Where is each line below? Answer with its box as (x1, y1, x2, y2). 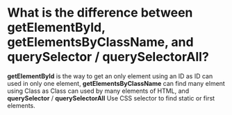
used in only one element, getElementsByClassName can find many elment (7, 79, 226, 87)
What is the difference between (7, 5, 193, 21)
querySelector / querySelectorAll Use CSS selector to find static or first (7, 94, 215, 102)
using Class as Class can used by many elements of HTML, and (7, 87, 190, 95)
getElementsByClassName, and (7, 35, 194, 50)
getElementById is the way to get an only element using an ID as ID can (7, 71, 213, 80)
